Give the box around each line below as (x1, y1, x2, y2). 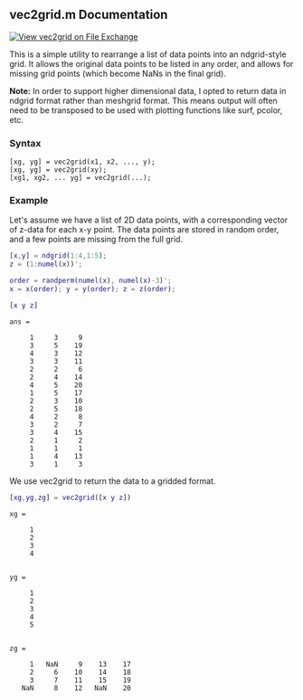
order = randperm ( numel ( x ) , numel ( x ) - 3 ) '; (9, 276, 172, 286)
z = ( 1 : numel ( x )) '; (9, 260, 83, 270)
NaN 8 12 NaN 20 (21, 683, 131, 693)
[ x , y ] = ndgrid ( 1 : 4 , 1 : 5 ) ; (9, 251, 108, 260)
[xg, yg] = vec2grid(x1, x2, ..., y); (9, 157, 156, 166)
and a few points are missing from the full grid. (9, 234, 184, 245)
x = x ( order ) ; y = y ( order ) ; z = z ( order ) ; (9, 285, 176, 294)
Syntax (9, 137, 42, 149)
